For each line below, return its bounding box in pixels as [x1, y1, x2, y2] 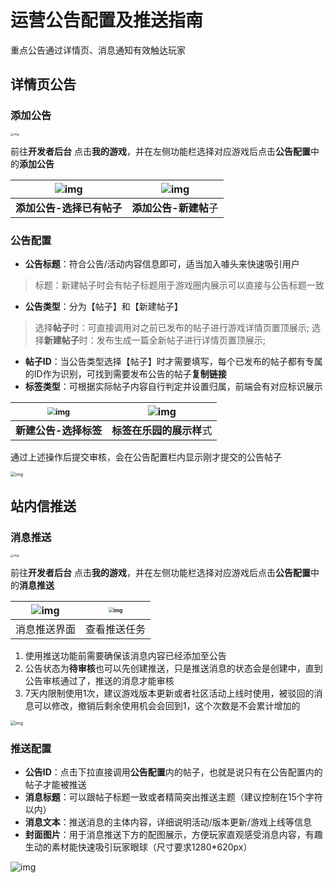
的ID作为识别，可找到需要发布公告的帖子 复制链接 [24, 368, 227, 380]
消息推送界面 [15, 622, 77, 636]
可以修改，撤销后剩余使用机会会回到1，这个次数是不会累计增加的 [33, 700, 301, 712]
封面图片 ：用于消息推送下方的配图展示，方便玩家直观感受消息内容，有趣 [24, 829, 323, 841]
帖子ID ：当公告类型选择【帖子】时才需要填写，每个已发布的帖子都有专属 [24, 356, 323, 368]
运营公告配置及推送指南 [10, 9, 204, 32]
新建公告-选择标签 [15, 424, 103, 438]
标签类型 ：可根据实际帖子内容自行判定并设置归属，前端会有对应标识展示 [24, 381, 323, 393]
